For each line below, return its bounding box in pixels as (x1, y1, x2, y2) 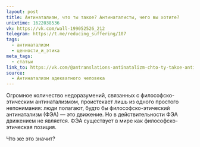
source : (6, 70, 26, 76)
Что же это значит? (6, 135, 55, 142)
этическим (6, 98, 34, 105)
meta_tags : (6, 53, 33, 59)
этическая (6, 124, 33, 131)
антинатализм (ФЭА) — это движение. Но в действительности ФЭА (6, 111, 179, 118)
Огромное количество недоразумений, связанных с (6, 92, 140, 99)
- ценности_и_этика (11, 48, 60, 54)
